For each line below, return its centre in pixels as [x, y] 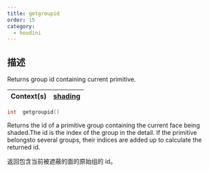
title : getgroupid [33, 13]
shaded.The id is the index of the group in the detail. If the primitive [102, 132]
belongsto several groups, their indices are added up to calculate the [104, 140]
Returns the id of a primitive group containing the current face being [104, 125]
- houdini [27, 33]
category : [21, 26]
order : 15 [21, 20]
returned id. [24, 147]
